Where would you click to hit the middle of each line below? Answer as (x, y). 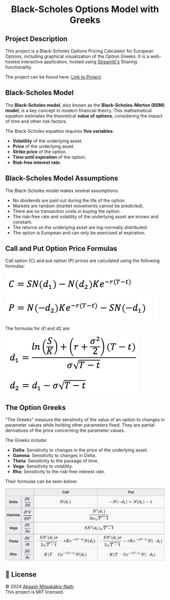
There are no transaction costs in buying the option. (67, 211)
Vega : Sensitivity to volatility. (43, 466)
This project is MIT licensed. (35, 592)
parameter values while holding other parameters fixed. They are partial (80, 425)
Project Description (36, 39)
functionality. (19, 67)
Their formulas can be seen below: (41, 481)
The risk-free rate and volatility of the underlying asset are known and (85, 216)
